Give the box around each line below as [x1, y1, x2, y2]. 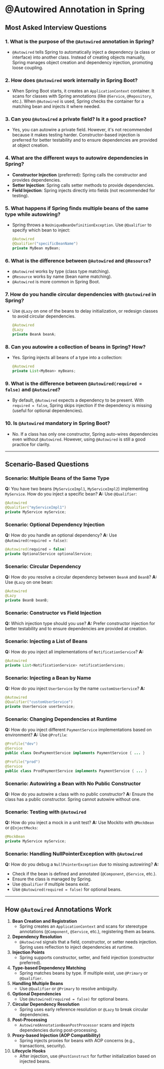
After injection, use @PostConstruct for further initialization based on [19, 1053, 156, 1059]
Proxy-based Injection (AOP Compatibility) [12, 1032, 101, 1038]
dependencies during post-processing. [19, 1027, 98, 1033]
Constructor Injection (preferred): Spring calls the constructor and [12, 171, 147, 177]
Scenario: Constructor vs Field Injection [5, 609, 102, 616]
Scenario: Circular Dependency [5, 563, 82, 570]
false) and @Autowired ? [5, 386, 61, 393]
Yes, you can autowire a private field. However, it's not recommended [12, 127, 152, 133]
